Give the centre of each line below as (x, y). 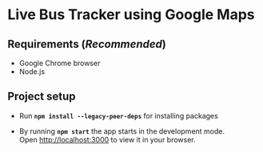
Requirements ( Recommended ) (87, 44)
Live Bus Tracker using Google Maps (131, 15)
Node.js (32, 72)
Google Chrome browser (60, 63)
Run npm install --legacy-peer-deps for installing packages (119, 115)
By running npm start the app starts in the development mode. (122, 131)
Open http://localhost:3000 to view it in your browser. (108, 139)
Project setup (42, 97)
